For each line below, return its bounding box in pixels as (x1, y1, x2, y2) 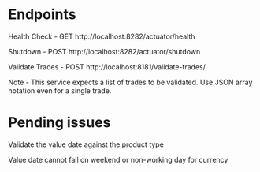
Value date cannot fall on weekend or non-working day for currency (8, 155, 228, 164)
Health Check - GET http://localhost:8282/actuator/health (8, 32, 195, 41)
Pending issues (8, 114, 111, 132)
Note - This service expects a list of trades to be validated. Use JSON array (8, 77, 253, 87)
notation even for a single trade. (8, 85, 112, 95)
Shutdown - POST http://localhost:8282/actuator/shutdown (8, 47, 201, 56)
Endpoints (8, 6, 76, 24)
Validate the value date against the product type (8, 140, 164, 149)
